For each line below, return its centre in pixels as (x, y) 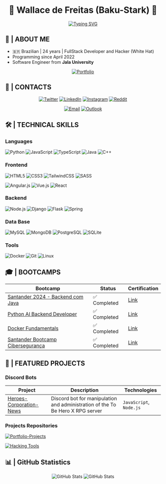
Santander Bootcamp (32, 340)
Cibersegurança (26, 346)
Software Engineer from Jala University (53, 62)
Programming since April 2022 (43, 57)
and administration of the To (84, 404)
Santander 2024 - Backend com (46, 297)
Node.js (132, 408)
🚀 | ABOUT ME (27, 39)
